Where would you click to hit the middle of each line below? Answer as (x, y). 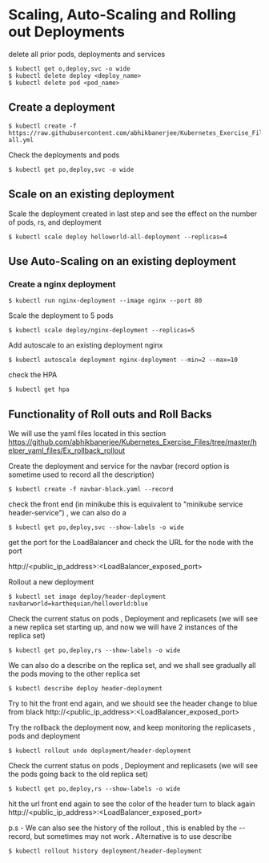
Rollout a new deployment (51, 582)
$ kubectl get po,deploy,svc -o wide (71, 169)
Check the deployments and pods (64, 155)
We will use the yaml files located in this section (87, 434)
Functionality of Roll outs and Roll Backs (110, 414)
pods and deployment (44, 736)
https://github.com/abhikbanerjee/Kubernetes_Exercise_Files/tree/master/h (133, 442)
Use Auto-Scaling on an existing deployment (122, 261)
